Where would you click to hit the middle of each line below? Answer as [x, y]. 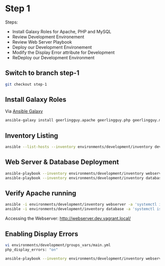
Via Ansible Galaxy [24, 111]
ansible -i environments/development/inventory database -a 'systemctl [80, 209]
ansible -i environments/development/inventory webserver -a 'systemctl [81, 205]
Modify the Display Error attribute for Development [63, 52]
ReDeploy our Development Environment [53, 57]
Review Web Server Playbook [42, 42]
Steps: [12, 22]
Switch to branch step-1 [42, 73]
